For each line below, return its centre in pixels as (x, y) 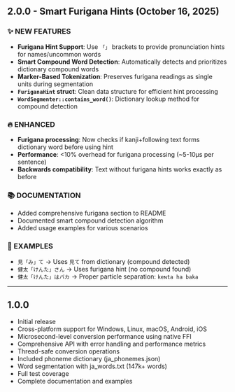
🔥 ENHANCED (31, 124)
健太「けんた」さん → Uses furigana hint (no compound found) (104, 269)
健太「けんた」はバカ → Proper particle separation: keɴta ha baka (108, 276)
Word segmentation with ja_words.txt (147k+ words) (92, 366)
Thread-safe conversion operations (69, 351)
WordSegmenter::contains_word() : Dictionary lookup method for (108, 99)
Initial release (36, 322)
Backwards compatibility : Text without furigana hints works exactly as (120, 169)
